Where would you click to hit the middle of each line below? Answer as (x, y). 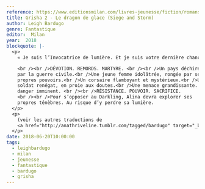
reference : (20, 12)
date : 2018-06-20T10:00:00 (41, 137)
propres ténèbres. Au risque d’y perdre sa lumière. (86, 103)
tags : (13, 143)
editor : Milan (26, 35)
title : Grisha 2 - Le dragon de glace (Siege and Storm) (80, 18)
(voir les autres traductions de (60, 120)
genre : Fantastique (31, 29)
